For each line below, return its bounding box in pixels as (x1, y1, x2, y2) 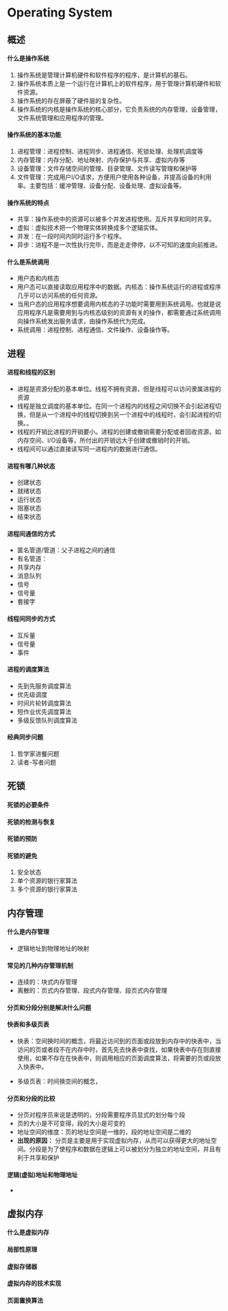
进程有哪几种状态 (7, 462, 55, 470)
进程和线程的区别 (7, 368, 55, 377)
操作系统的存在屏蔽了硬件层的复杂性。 (16, 96, 125, 104)
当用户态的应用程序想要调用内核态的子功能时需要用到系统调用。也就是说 (16, 300, 221, 308)
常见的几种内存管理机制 (7, 961, 73, 969)
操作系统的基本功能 (7, 130, 62, 139)
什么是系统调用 (7, 257, 49, 265)
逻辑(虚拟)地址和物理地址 (7, 1170, 78, 1179)
